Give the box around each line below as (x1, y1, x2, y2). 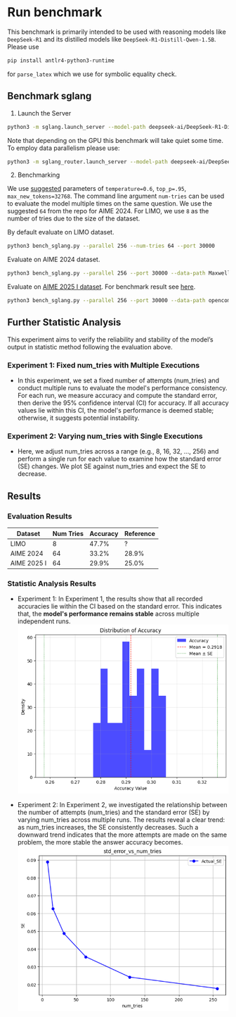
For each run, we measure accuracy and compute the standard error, (17, 392, 218, 400)
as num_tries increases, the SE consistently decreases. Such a (17, 823, 199, 832)
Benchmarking (17, 170, 60, 180)
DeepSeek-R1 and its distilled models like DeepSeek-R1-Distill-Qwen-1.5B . (7, 35, 216, 43)
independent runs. (17, 617, 71, 625)
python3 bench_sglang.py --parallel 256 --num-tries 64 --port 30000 (7, 242, 216, 250)
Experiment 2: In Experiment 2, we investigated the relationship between (17, 801, 228, 809)
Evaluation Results (7, 511, 72, 521)
